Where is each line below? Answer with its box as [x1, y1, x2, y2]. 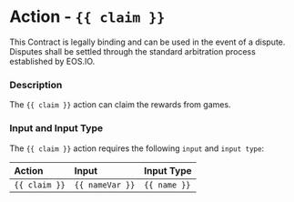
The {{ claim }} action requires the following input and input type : [9, 143, 265, 154]
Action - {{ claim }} [9, 6, 166, 27]
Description [9, 78, 63, 91]
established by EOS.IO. [9, 56, 96, 66]
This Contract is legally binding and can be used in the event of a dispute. [9, 36, 286, 47]
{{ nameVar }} [74, 179, 136, 190]
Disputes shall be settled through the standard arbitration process [9, 45, 257, 56]
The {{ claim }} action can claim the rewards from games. [9, 99, 231, 110]
